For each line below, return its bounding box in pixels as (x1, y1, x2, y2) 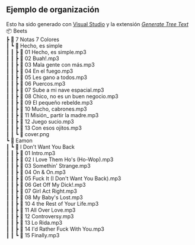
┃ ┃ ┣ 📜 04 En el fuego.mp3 (6, 67, 73, 74)
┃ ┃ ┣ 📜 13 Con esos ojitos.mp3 (6, 124, 82, 131)
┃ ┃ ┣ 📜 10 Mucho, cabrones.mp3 (6, 105, 87, 112)
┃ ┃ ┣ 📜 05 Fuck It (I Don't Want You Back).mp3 (6, 175, 122, 182)
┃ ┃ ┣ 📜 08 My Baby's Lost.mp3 (6, 193, 83, 201)
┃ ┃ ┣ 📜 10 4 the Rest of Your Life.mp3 (6, 200, 99, 207)
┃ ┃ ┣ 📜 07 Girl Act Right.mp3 (6, 187, 77, 194)
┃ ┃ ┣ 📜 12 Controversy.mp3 (6, 212, 74, 219)
